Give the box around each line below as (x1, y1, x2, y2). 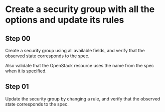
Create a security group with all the (5, 4, 155, 15)
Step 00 (5, 34, 31, 43)
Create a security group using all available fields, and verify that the (5, 48, 145, 53)
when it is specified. (5, 68, 47, 74)
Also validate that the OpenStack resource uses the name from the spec (5, 63, 154, 68)
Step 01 (5, 82, 29, 91)
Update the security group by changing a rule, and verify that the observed (5, 95, 160, 101)
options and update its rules (5, 14, 124, 26)
